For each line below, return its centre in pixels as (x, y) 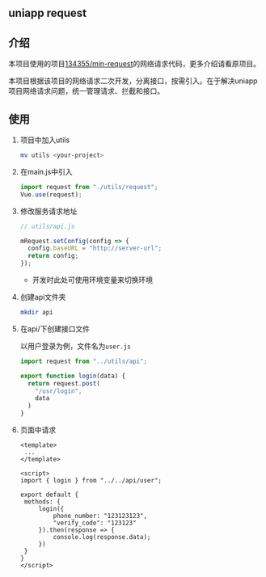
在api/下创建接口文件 (55, 329)
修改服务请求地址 (49, 211)
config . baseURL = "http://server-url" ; (95, 248)
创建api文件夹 (43, 297)
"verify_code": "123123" (95, 523)
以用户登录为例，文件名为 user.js (75, 346)
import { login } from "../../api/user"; (91, 481)
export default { (49, 495)
